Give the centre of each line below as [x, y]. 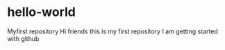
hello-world [42, 12]
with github [23, 38]
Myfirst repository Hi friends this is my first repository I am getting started [113, 31]
